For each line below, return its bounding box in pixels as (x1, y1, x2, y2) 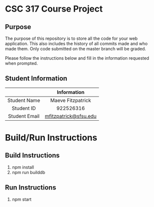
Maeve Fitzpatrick (50, 97, 91, 104)
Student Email (8, 112, 40, 119)
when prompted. (5, 61, 38, 66)
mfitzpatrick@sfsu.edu (45, 112, 97, 119)
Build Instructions (5, 151, 60, 159)
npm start (12, 196, 31, 202)
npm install (12, 164, 34, 170)
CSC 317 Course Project (5, 3, 103, 15)
